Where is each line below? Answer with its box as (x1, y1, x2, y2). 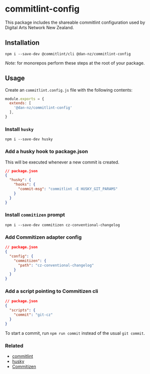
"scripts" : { (9, 308, 36, 313)
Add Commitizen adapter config (5, 234, 82, 241)
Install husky (5, 126, 34, 132)
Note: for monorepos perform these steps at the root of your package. (5, 60, 145, 66)
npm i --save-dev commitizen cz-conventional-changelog (5, 222, 120, 228)
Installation (5, 39, 40, 47)
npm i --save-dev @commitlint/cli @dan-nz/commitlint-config (5, 51, 131, 56)
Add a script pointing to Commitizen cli (5, 288, 98, 294)
